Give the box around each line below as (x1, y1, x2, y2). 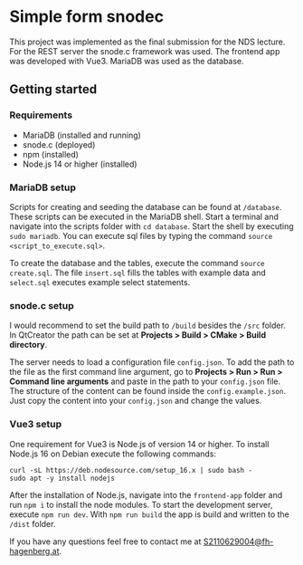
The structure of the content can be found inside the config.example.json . (9, 386, 287, 397)
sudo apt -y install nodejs (9, 474, 116, 483)
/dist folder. (9, 518, 56, 529)
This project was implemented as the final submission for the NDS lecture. (9, 36, 286, 47)
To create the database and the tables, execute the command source (9, 257, 265, 268)
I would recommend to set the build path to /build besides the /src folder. (9, 320, 287, 331)
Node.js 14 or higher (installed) (22, 158, 137, 169)
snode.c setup (9, 299, 74, 311)
